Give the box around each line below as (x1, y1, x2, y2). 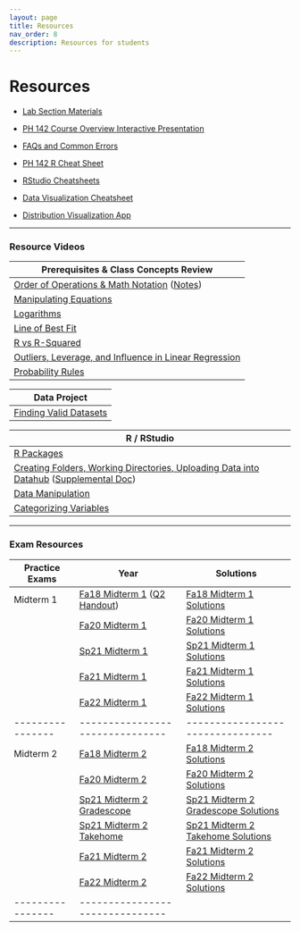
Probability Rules (13, 365, 85, 378)
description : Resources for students (9, 38, 150, 47)
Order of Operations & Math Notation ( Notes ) (13, 279, 203, 291)
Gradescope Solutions (186, 804, 279, 817)
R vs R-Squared (13, 337, 82, 349)
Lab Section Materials (21, 106, 103, 117)
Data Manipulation (13, 488, 91, 500)
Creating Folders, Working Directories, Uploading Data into (13, 462, 260, 474)
